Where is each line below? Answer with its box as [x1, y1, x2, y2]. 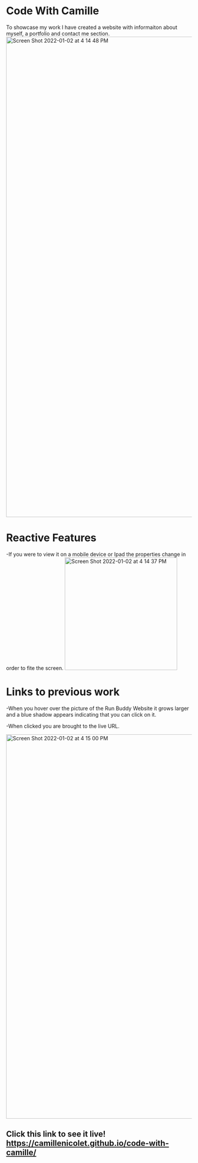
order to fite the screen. [6, 664, 64, 672]
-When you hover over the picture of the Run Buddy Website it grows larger [6, 705, 190, 712]
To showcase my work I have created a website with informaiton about [6, 24, 178, 31]
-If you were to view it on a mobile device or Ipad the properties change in [6, 550, 186, 558]
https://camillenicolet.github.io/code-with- [6, 1138, 169, 1148]
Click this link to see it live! [6, 1129, 106, 1139]
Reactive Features [6, 531, 97, 545]
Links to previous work [6, 685, 120, 699]
